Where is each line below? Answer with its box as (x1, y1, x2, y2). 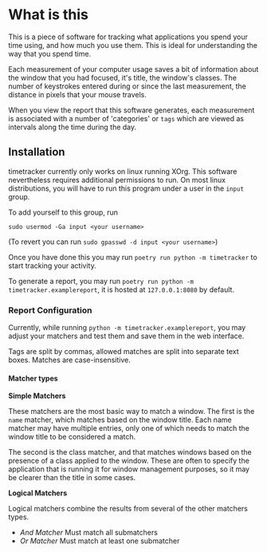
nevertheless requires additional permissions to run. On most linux (8, 175, 226, 184)
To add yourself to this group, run (8, 207, 118, 217)
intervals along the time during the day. (8, 122, 137, 132)
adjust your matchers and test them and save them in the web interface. (8, 331, 245, 341)
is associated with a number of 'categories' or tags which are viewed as (8, 113, 245, 123)
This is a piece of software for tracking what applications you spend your (8, 32, 249, 41)
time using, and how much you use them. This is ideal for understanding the (8, 40, 257, 49)
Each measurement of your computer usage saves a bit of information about (8, 64, 259, 73)
